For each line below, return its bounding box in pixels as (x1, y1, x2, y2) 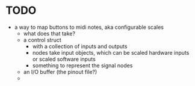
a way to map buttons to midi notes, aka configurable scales (14, 23, 164, 31)
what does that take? (23, 29, 76, 37)
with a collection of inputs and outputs (32, 43, 128, 50)
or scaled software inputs (32, 55, 96, 63)
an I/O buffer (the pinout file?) (23, 68, 97, 75)
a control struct (23, 36, 61, 43)
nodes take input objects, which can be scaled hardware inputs (32, 49, 190, 56)
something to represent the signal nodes (32, 61, 133, 69)
